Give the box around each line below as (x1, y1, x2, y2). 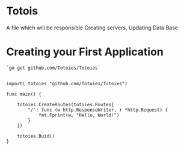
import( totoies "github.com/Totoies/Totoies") (6, 80, 128, 86)
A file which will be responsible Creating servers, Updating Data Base (6, 24, 179, 31)
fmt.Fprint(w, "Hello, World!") (38, 112, 120, 118)
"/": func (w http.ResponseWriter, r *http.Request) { (28, 107, 168, 113)
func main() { (6, 91, 42, 97)
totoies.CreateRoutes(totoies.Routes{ (17, 101, 114, 107)
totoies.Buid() (17, 133, 55, 139)
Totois (6, 4, 38, 18)
